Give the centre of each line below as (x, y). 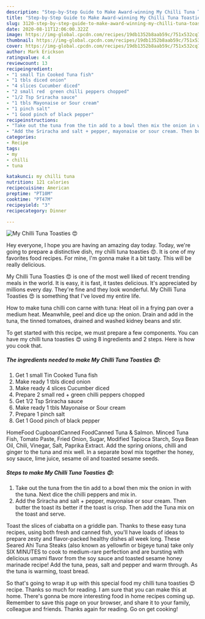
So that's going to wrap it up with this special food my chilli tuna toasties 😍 (101, 583)
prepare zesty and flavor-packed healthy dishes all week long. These (93, 539)
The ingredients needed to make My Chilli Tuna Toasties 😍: (84, 360)
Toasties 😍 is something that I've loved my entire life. (74, 296)
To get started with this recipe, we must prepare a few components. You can (103, 333)
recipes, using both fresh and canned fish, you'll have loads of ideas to (95, 532)
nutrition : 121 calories (38, 182)
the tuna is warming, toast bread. (48, 571)
